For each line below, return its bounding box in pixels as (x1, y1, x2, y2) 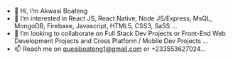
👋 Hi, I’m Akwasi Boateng (13, 7, 88, 15)
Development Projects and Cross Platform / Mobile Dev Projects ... (13, 37, 209, 45)
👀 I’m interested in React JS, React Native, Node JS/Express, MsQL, (13, 14, 212, 23)
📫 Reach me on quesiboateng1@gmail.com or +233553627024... (13, 44, 206, 53)
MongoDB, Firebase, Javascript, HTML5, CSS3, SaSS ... (13, 22, 178, 30)
